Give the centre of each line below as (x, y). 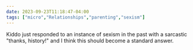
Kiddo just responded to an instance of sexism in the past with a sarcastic (97, 34)
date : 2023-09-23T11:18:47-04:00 (48, 12)
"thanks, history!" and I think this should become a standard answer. (90, 40)
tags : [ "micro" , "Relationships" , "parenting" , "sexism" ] (76, 17)
